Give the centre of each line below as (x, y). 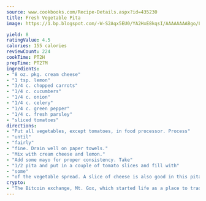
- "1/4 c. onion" (29, 97)
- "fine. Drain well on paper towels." (57, 148)
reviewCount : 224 (29, 52)
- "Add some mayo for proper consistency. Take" (70, 160)
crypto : (16, 183)
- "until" (19, 137)
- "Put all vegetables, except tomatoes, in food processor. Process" (98, 131)
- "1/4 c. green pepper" (38, 108)
